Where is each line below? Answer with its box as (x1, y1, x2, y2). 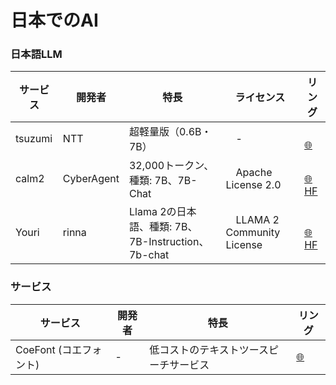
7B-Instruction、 (128, 235, 210, 249)
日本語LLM (10, 47, 63, 61)
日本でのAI (10, 9, 99, 32)
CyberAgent (62, 172, 120, 186)
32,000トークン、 (128, 159, 215, 173)
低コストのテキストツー (149, 342, 259, 356)
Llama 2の (128, 205, 177, 219)
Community (225, 226, 281, 240)
